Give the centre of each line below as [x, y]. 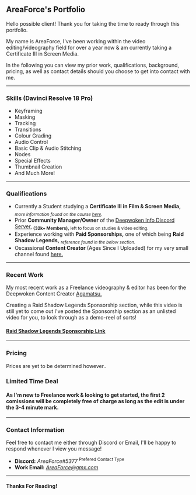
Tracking [25, 123]
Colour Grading [33, 136]
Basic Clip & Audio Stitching [48, 148]
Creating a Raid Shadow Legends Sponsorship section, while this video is [94, 305]
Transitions [28, 130]
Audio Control [31, 142]
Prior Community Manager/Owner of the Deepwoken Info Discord [94, 220]
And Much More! [35, 173]
